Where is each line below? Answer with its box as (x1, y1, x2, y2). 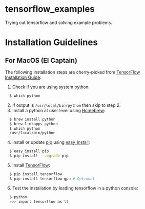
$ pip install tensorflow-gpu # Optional (9, 176, 95, 181)
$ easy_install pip (9, 149, 49, 154)
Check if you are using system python (12, 84, 89, 90)
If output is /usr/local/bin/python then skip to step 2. (12, 102, 121, 108)
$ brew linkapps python (9, 121, 58, 126)
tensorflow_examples (5, 3, 95, 15)
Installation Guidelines (5, 37, 98, 48)
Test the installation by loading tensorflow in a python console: (12, 185, 138, 191)
